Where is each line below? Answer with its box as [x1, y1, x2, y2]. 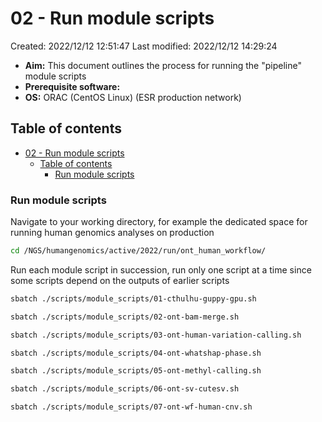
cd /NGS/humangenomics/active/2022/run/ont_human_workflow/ [10, 246, 267, 256]
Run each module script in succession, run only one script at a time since [10, 263, 312, 276]
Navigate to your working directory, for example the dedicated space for [10, 216, 308, 228]
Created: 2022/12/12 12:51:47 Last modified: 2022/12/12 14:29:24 [10, 40, 278, 52]
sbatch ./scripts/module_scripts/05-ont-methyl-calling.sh [10, 366, 262, 376]
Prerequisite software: [24, 80, 121, 92]
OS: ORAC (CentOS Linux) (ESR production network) [24, 91, 242, 103]
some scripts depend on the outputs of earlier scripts [10, 274, 230, 286]
